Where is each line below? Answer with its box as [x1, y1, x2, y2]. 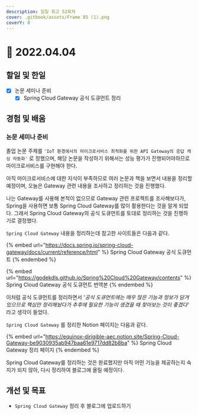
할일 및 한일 [6, 70, 46, 80]
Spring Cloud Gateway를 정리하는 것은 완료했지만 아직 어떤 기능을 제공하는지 [6, 359, 186, 366]
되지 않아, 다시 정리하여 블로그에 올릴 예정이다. [17, 366, 124, 373]
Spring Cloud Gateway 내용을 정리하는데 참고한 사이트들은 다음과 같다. [6, 229, 170, 237]
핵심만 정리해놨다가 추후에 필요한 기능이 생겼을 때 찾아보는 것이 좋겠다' [26, 301, 189, 308]
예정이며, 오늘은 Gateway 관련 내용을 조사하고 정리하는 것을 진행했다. [6, 182, 167, 190]
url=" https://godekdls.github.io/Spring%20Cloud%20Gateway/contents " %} [6, 274, 192, 282]
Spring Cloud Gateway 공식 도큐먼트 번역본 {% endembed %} [6, 281, 154, 288]
